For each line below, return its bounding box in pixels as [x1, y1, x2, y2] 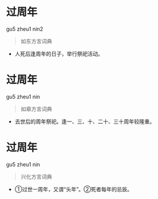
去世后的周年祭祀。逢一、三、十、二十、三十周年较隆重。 [14, 118, 155, 125]
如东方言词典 [20, 37, 52, 44]
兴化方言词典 [20, 173, 52, 180]
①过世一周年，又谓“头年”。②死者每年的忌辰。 [14, 185, 133, 192]
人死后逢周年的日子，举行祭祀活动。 [14, 50, 104, 57]
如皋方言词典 [20, 105, 52, 113]
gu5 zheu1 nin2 [6, 25, 43, 33]
